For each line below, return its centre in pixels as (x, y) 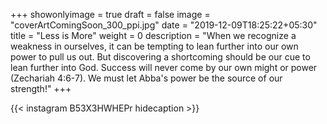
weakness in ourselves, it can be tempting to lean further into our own (154, 46)
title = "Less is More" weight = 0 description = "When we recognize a (153, 35)
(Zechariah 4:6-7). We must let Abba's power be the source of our (146, 78)
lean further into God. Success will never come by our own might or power (164, 67)
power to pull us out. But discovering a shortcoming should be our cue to (160, 57)
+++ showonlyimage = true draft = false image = (110, 14)
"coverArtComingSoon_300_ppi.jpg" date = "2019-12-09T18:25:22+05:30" (164, 25)
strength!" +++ (41, 88)
